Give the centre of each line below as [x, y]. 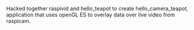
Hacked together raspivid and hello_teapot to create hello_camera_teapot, [97, 9]
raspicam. [19, 21]
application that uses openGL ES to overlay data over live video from [91, 15]
